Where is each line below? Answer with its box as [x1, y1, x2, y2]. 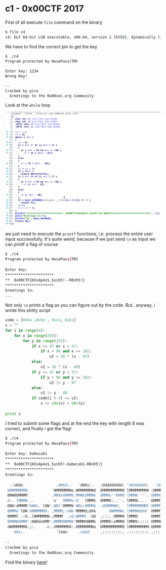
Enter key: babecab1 [5, 451, 48, 456]
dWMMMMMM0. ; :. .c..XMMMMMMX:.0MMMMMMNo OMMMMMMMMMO [7, 524, 125, 529]
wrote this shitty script [5, 307, 51, 314]
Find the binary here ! [5, 559, 48, 565]
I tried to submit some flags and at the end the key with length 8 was [5, 420, 145, 426]
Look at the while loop [5, 102, 51, 108]
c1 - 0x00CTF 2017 [5, 3, 84, 14]
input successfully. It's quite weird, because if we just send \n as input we [5, 236, 156, 242]
